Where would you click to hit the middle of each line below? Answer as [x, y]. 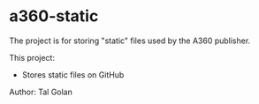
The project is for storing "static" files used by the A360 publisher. [130, 41]
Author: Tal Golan [41, 92]
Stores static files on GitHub [73, 74]
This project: [32, 57]
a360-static [54, 16]
